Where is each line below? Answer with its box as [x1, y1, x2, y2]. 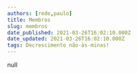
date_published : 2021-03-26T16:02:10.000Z [7, 29, 131, 36]
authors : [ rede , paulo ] [7, 10, 72, 17]
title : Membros [7, 16, 51, 23]
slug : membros [7, 23, 48, 29]
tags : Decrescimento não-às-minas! [7, 42, 110, 49]
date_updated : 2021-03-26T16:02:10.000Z [7, 36, 126, 42]
